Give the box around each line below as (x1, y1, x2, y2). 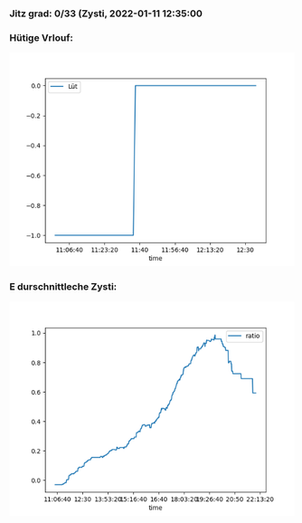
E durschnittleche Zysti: (9, 281, 118, 293)
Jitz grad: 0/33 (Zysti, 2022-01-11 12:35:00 (9, 7, 203, 20)
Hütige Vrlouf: (9, 31, 74, 43)
